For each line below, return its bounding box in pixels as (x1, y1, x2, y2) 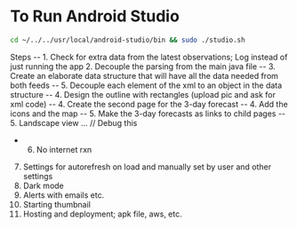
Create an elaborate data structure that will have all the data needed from (10, 70, 279, 81)
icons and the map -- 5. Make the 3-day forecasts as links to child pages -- (10, 108, 286, 119)
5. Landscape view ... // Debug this (10, 117, 138, 128)
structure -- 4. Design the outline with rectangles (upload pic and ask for (10, 89, 277, 99)
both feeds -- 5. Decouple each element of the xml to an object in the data (10, 80, 283, 90)
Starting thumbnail (22, 199, 92, 209)
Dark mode (22, 180, 65, 191)
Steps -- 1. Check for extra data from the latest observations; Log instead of (10, 51, 288, 62)
